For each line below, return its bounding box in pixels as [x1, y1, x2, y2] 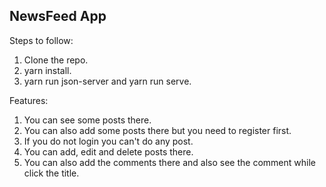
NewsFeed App [9, 8, 107, 25]
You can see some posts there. [23, 114, 152, 126]
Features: [9, 94, 49, 106]
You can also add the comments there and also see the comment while [23, 156, 316, 168]
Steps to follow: [9, 34, 74, 46]
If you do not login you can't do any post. [23, 135, 194, 147]
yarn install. [23, 64, 72, 76]
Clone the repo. [23, 54, 89, 66]
